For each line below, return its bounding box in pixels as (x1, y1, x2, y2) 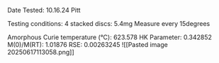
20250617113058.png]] (7, 48, 74, 56)
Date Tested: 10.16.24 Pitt (7, 6, 81, 14)
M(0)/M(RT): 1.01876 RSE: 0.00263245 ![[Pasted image (7, 41, 168, 48)
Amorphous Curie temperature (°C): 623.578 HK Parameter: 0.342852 (7, 33, 213, 41)
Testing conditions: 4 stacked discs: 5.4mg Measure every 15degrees (7, 20, 210, 27)
